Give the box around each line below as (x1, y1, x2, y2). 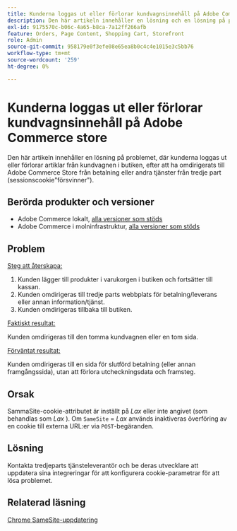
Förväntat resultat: (7, 346, 61, 355)
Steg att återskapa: (7, 262, 63, 270)
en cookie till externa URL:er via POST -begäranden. (7, 422, 154, 430)
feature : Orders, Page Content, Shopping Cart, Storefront (7, 30, 185, 37)
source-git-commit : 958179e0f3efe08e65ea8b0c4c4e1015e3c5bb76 (7, 43, 194, 50)
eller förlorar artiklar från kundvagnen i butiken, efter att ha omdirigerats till (7, 161, 225, 169)
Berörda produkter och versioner (7, 196, 154, 208)
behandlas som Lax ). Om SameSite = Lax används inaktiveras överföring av (7, 414, 227, 423)
